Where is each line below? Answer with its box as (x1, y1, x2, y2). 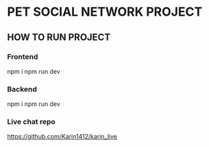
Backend (7, 84, 38, 94)
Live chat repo (7, 117, 56, 126)
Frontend (7, 52, 38, 62)
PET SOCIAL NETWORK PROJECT (7, 4, 203, 20)
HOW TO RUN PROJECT (7, 31, 111, 43)
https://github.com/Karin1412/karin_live (7, 133, 118, 141)
